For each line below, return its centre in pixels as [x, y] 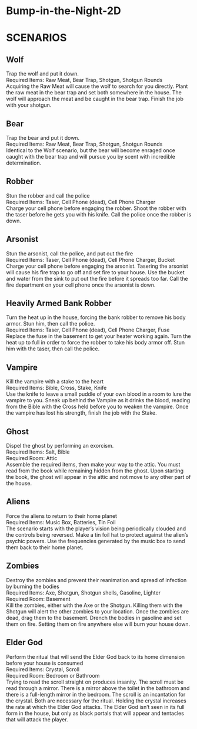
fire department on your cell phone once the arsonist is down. [81, 285]
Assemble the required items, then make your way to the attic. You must [93, 465]
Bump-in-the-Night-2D [64, 11]
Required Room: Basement [38, 599]
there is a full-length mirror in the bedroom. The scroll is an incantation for [96, 694]
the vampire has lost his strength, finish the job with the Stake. [81, 413]
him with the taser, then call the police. [53, 349]
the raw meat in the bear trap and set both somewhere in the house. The [94, 93]
